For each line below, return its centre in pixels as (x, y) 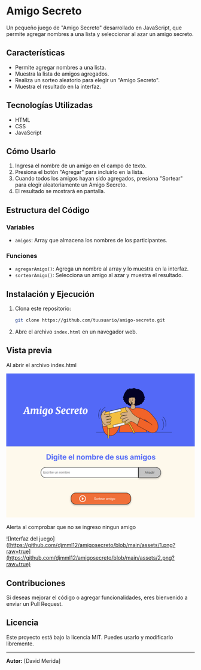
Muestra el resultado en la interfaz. (58, 86)
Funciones (22, 256)
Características (36, 53)
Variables (20, 227)
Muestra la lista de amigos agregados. (62, 74)
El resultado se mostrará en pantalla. (60, 191)
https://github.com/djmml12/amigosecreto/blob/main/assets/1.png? (93, 545)
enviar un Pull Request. (34, 604)
